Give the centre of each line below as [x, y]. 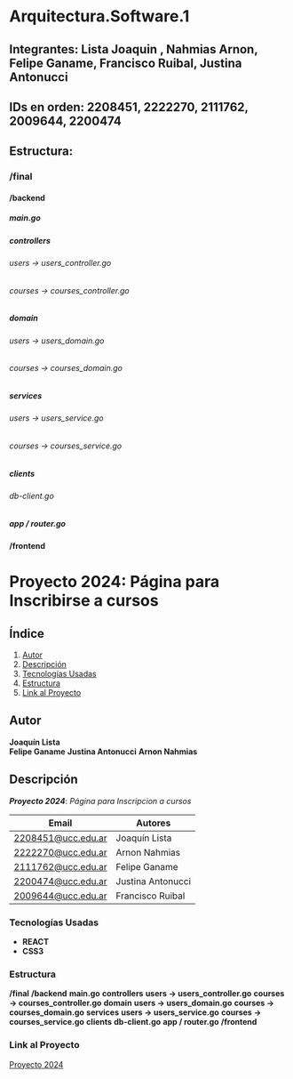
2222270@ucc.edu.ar [61, 852]
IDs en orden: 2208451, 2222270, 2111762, [129, 107]
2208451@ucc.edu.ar [61, 838]
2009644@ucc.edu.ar [61, 896]
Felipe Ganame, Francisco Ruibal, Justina [126, 63]
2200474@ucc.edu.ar [61, 881]
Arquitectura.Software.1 [99, 16]
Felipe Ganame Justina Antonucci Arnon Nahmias [103, 751]
